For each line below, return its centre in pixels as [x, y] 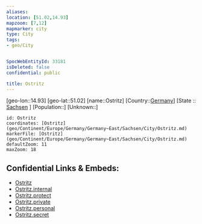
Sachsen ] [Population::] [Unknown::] [52, 107]
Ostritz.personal [35, 208]
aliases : [17, 12]
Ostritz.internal [33, 189]
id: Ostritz [21, 118]
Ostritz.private [33, 202]
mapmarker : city [27, 29]
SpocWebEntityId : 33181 [36, 61]
